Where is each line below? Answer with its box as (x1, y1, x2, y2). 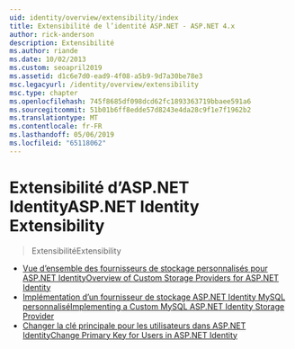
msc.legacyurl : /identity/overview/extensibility (9, 80, 200, 89)
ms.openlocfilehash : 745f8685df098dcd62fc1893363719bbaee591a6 (9, 96, 252, 106)
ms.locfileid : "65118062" (9, 139, 106, 148)
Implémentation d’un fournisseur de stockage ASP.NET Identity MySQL (22, 291, 286, 302)
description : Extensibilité (9, 38, 115, 48)
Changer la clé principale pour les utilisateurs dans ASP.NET (22, 320, 246, 331)
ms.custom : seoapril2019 (9, 64, 103, 73)
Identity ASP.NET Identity (9, 196, 200, 217)
